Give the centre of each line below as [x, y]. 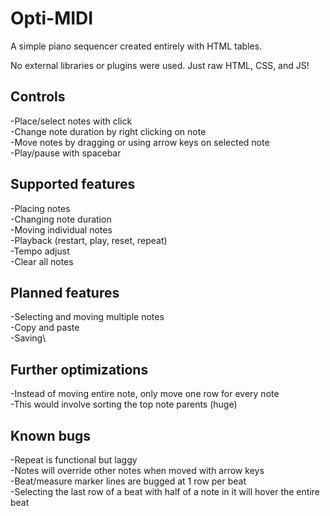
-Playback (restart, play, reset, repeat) [89, 240]
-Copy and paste [45, 328]
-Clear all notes [42, 261]
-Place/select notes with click [71, 121]
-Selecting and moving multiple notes [87, 317]
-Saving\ [28, 338]
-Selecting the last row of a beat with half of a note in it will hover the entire [165, 491]
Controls [38, 97]
